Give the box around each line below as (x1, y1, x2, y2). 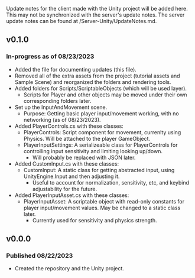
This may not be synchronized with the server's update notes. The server (6, 11, 185, 18)
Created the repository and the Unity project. (14, 265, 124, 272)
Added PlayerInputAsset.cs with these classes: (14, 192, 129, 199)
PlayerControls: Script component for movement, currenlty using (23, 128, 181, 135)
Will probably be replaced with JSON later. (32, 154, 136, 161)
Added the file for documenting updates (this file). (14, 66, 137, 73)
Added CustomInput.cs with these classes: (14, 160, 119, 167)
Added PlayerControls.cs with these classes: (14, 122, 124, 130)
